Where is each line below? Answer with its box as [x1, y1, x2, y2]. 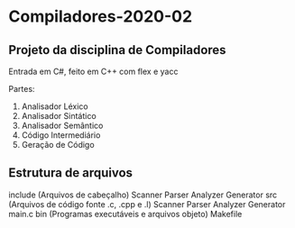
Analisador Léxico [21, 101, 88, 112]
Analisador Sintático [21, 111, 97, 121]
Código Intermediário [21, 130, 101, 141]
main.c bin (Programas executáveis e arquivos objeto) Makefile [8, 208, 243, 219]
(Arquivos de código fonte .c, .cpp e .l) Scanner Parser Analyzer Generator [8, 198, 286, 209]
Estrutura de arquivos [8, 165, 133, 181]
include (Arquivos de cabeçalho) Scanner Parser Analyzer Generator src [8, 189, 278, 200]
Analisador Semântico [21, 120, 104, 131]
